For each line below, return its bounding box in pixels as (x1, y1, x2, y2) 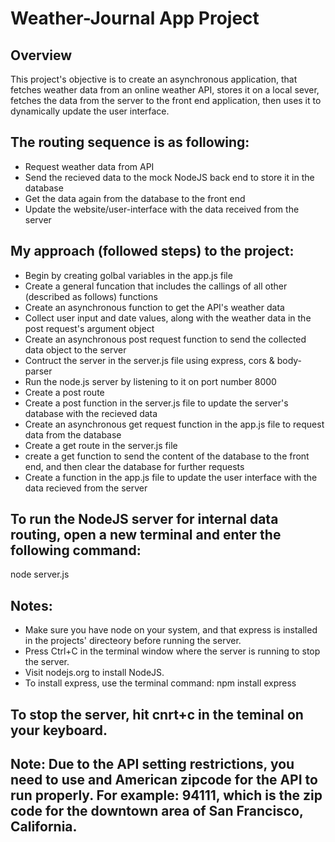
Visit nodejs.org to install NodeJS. (24, 667, 165, 679)
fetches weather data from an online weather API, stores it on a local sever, (10, 84, 320, 96)
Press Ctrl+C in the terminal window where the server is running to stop (24, 645, 321, 657)
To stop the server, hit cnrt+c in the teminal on (10, 706, 304, 723)
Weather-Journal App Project (10, 7, 260, 30)
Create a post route (24, 386, 105, 398)
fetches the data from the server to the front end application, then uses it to (10, 95, 322, 106)
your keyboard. (10, 722, 108, 739)
